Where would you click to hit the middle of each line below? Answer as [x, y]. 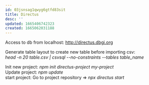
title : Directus [22, 14]
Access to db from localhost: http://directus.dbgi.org [59, 42]
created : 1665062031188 [30, 28]
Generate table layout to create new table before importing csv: [70, 52]
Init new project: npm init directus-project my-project [60, 67]
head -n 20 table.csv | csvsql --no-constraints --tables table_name [75, 57]
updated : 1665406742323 [30, 24]
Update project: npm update [34, 72]
